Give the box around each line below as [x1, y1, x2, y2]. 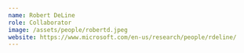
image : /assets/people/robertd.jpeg [8, 26, 128, 34]
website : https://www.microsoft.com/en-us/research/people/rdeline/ [8, 33, 237, 41]
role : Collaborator [8, 19, 72, 26]
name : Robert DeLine [8, 11, 76, 19]
